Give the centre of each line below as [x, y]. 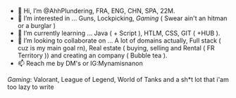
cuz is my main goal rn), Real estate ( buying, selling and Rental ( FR [116, 48]
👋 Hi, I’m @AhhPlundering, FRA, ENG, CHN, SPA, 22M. [96, 11]
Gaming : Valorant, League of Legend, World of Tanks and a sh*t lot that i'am [118, 79]
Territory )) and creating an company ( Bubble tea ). [92, 55]
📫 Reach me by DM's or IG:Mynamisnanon [80, 63]
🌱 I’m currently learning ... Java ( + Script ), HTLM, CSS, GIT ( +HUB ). [119, 33]
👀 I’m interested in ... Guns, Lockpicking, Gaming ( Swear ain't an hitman [122, 18]
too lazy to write [31, 87]
